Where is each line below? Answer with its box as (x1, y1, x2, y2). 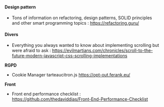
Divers (4, 31, 18, 37)
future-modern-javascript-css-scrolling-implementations (11, 53, 128, 59)
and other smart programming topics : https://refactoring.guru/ (11, 20, 139, 26)
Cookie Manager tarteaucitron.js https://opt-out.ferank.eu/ (11, 72, 131, 78)
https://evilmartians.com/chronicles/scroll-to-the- (52, 47, 153, 54)
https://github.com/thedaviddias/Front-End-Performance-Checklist (11, 96, 148, 102)
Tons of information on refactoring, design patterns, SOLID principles (11, 15, 152, 21)
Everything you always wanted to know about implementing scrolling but (11, 42, 160, 48)
